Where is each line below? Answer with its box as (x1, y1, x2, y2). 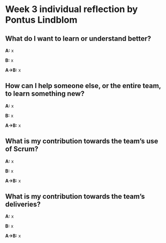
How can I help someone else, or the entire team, (5, 82, 161, 90)
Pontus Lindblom (5, 14, 77, 26)
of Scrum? (5, 145, 39, 153)
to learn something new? (5, 90, 85, 98)
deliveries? (5, 200, 41, 209)
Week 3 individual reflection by (5, 4, 138, 15)
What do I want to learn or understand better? (5, 34, 151, 43)
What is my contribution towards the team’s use (5, 137, 158, 145)
